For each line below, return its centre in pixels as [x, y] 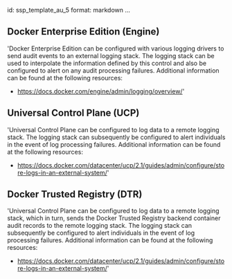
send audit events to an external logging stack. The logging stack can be [111, 55]
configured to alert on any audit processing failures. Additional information [113, 70]
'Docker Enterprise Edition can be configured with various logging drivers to [116, 48]
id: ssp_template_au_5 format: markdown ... [69, 10]
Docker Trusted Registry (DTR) [75, 194]
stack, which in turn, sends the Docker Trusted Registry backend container [114, 218]
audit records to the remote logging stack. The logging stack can [100, 226]
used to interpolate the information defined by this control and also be [107, 63]
